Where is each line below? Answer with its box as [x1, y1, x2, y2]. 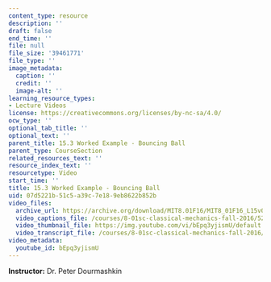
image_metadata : [8, 64, 63, 73]
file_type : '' [8, 57, 56, 65]
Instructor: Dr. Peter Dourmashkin [8, 266, 123, 276]
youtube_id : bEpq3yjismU [15, 244, 99, 252]
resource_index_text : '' [8, 162, 92, 170]
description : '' [8, 19, 63, 27]
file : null [8, 42, 45, 50]
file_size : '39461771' [8, 49, 85, 57]
